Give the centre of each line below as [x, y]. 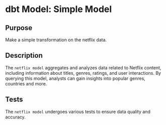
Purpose [19, 28]
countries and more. [26, 83]
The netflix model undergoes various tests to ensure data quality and [78, 111]
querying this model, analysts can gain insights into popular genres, [75, 78]
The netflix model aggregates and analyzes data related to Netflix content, [83, 68]
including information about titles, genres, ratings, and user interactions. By [83, 73]
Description [24, 55]
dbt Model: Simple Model [59, 9]
